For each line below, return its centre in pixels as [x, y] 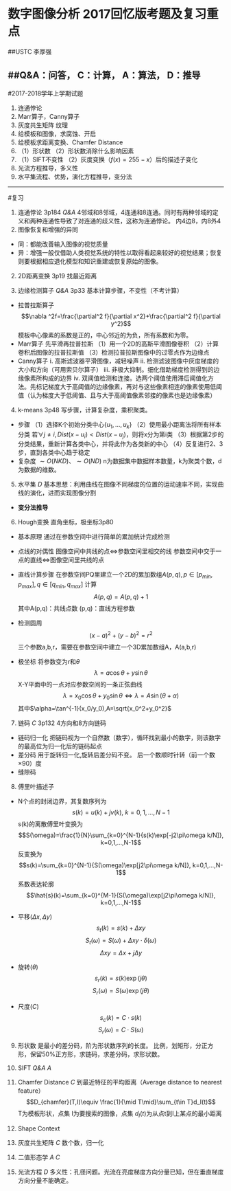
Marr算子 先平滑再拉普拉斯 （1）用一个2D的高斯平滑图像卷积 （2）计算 [118, 344]
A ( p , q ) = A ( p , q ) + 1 [121, 597]
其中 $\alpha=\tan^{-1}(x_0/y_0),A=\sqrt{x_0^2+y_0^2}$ [95, 709]
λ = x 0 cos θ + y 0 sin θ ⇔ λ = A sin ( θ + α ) [121, 696]
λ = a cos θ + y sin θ [121, 672]
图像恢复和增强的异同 [48, 229]
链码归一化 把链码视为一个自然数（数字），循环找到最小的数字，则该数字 [119, 738]
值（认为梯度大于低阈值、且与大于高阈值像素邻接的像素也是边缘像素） [117, 395]
